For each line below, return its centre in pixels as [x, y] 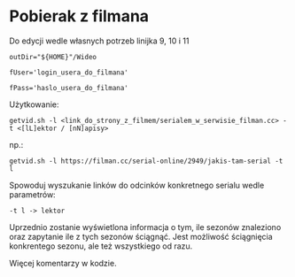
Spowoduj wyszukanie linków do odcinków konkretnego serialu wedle [137, 185]
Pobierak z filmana [79, 16]
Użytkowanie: [34, 104]
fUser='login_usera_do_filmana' [69, 73]
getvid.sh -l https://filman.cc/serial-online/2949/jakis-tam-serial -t [146, 161]
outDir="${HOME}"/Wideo [53, 57]
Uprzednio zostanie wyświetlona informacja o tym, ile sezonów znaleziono [145, 227]
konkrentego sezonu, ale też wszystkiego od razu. [101, 246]
